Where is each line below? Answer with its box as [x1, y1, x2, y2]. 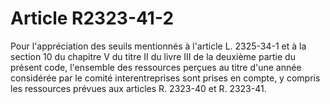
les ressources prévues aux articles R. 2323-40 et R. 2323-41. [10, 82, 267, 94]
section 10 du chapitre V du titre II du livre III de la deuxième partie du [10, 50, 296, 62]
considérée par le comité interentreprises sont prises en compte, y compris [10, 72, 321, 84]
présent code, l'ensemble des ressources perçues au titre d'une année [10, 61, 302, 73]
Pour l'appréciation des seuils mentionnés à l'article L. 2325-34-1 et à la [10, 40, 307, 52]
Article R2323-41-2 [10, 7, 175, 30]
